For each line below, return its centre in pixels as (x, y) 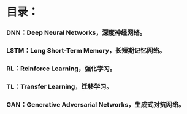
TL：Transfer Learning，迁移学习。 (59, 86)
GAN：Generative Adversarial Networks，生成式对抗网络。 (96, 104)
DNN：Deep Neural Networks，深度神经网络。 (76, 32)
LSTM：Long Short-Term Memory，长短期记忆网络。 (86, 51)
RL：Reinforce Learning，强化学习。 (61, 69)
